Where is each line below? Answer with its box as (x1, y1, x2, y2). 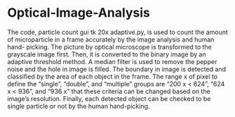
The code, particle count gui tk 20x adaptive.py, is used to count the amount (7, 28, 228, 36)
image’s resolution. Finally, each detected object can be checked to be (7, 94, 211, 102)
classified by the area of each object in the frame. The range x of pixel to (7, 72, 218, 81)
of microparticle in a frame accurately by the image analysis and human (7, 35, 215, 43)
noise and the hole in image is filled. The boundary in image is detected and (7, 65, 227, 73)
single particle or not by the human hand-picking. (7, 102, 150, 110)
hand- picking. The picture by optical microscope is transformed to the (7, 42, 212, 51)
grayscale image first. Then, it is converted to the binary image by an (7, 50, 206, 58)
